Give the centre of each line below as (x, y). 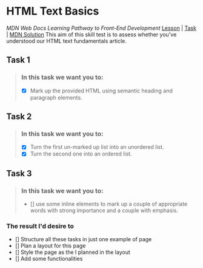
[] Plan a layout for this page (50, 246)
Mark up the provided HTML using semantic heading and (101, 91)
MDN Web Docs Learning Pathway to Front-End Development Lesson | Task (101, 28)
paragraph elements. (56, 97)
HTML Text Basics (53, 11)
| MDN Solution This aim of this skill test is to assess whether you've (92, 34)
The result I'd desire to (40, 226)
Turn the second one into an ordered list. (81, 154)
